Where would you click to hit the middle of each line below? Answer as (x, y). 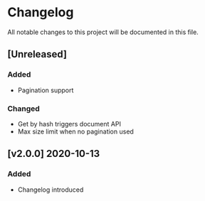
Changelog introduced (51, 190)
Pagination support (46, 90)
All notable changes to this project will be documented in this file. (103, 32)
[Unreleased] (37, 54)
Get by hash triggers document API (69, 124)
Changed (24, 109)
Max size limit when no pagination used (75, 131)
